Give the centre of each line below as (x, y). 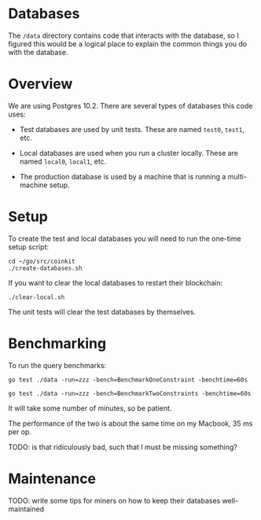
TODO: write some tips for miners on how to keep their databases (114, 500)
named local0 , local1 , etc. (63, 161)
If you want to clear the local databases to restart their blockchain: (116, 282)
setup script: (29, 247)
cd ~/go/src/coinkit (42, 261)
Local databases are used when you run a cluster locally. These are (129, 153)
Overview (40, 84)
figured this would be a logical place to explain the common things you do (128, 43)
